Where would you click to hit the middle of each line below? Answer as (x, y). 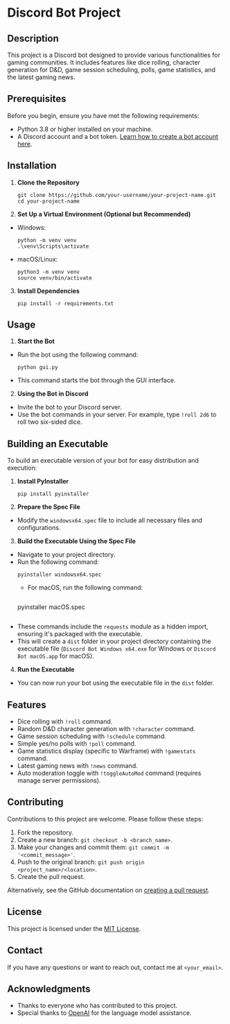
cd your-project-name (48, 201)
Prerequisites (37, 99)
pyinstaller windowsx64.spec (59, 575)
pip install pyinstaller (53, 494)
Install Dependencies (48, 291)
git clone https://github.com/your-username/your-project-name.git (116, 195)
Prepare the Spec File (49, 507)
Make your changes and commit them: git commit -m (93, 847)
